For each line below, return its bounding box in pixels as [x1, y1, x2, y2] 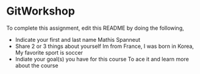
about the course [15, 62, 59, 69]
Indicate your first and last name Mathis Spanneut [15, 36, 141, 43]
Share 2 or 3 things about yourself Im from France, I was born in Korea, [15, 42, 194, 50]
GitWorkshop [6, 4, 75, 18]
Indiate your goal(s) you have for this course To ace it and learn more [15, 55, 189, 62]
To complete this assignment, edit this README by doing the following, [6, 24, 184, 32]
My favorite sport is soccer [15, 49, 84, 56]
